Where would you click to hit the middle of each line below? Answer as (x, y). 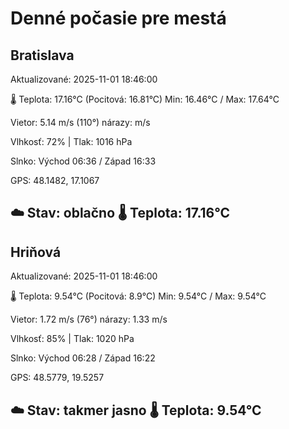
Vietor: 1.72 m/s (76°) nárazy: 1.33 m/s (89, 319)
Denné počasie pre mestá (118, 18)
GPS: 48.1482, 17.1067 (55, 180)
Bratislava (42, 55)
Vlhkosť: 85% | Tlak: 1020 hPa (72, 339)
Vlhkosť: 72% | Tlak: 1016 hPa (71, 141)
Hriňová (36, 252)
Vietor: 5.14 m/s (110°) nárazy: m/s (80, 122)
